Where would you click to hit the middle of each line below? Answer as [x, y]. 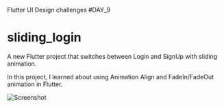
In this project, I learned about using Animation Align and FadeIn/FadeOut [111, 77]
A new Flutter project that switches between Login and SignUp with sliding [112, 56]
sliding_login [44, 38]
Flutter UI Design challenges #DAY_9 [59, 10]
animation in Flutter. [35, 84]
